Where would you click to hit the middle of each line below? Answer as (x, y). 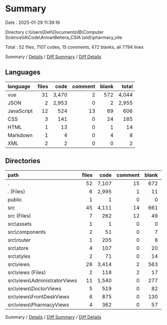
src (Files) (19, 216)
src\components (27, 232)
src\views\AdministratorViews (42, 280)
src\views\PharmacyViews (39, 305)
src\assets (20, 223)
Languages (23, 72)
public (15, 200)
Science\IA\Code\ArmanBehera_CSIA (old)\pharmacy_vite (64, 37)
